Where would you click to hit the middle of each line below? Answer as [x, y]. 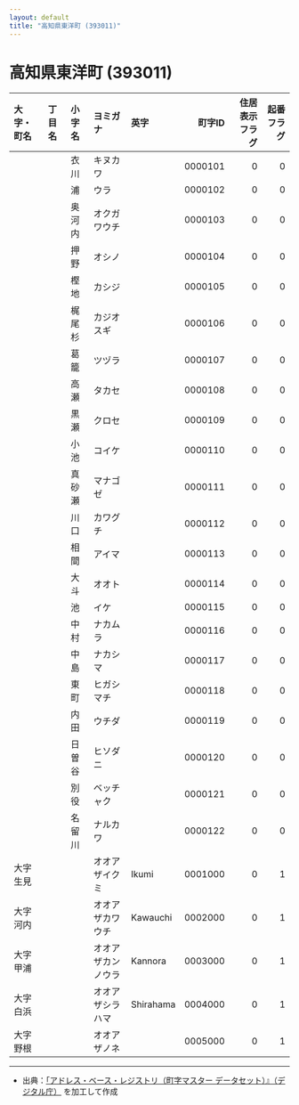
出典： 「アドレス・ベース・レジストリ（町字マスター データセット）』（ [150, 1081]
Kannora [148, 961]
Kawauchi [151, 918]
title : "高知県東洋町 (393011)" [65, 26]
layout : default [39, 17]
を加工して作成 [91, 1092]
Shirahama [153, 1004]
